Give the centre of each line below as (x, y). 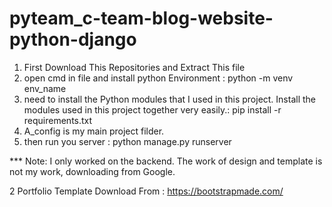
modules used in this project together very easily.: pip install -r (152, 109)
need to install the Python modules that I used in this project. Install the (170, 99)
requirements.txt (58, 120)
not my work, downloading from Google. (92, 171)
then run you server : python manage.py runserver (127, 141)
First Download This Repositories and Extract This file (134, 67)
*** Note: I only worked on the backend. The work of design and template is (166, 161)
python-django (73, 39)
